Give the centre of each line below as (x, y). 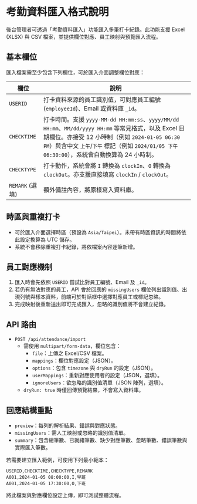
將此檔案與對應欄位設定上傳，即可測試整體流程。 (65, 495)
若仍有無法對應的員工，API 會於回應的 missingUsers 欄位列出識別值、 (98, 290)
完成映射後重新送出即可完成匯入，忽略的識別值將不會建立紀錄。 (91, 304)
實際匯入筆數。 (33, 447)
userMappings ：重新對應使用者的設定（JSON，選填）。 (97, 376)
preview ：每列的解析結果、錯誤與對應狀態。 (67, 425)
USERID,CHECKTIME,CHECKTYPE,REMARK (50, 471)
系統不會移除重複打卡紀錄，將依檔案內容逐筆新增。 (76, 246)
